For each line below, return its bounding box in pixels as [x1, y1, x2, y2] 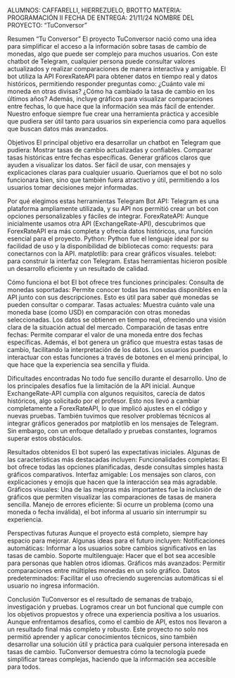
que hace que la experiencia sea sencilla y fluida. [7, 361, 150, 369]
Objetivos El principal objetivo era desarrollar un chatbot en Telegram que [7, 138, 221, 147]
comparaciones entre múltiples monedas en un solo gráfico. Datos [7, 567, 201, 574]
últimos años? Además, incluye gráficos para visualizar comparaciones [7, 95, 213, 103]
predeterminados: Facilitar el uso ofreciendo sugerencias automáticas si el [7, 574, 224, 582]
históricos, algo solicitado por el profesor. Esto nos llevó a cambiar [7, 396, 201, 405]
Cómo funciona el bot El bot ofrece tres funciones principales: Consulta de [7, 278, 224, 286]
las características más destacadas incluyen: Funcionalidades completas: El [7, 455, 227, 464]
